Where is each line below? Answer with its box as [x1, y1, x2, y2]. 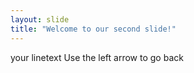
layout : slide [10, 14, 70, 25]
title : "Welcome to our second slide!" [10, 24, 177, 34]
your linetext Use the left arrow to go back [10, 51, 184, 63]
